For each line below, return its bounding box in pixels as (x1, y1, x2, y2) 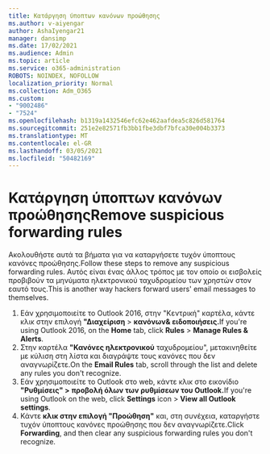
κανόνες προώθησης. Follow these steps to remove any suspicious (8, 259, 230, 269)
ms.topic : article (8, 57, 70, 65)
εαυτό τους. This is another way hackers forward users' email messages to (8, 284, 256, 294)
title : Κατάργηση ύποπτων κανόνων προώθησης (8, 11, 160, 20)
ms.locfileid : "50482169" (8, 154, 95, 162)
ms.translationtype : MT (8, 131, 89, 140)
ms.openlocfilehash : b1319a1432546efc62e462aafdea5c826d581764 (8, 117, 226, 125)
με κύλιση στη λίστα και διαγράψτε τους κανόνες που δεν (19, 352, 216, 361)
